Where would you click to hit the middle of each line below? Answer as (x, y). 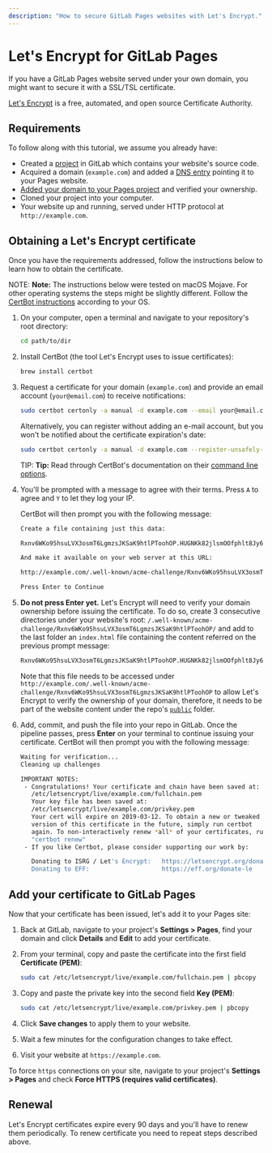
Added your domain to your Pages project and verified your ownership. (138, 189)
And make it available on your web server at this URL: (116, 558)
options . (34, 473)
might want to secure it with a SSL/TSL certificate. (92, 87)
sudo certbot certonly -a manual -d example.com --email (118, 411)
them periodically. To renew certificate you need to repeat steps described (133, 1133)
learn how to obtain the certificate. (66, 269)
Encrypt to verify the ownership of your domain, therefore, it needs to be (141, 700)
